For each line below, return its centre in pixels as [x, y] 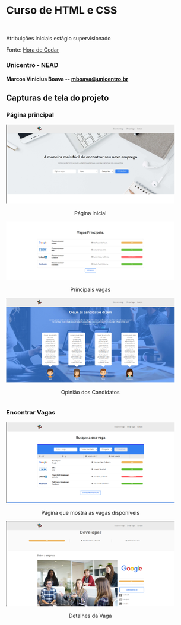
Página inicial [90, 213]
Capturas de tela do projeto [58, 98]
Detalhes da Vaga [90, 616]
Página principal [30, 114]
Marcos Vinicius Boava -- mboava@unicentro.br [67, 79]
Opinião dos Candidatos [90, 392]
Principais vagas [90, 289]
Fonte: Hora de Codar [33, 50]
